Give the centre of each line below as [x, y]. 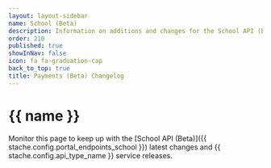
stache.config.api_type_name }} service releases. [91, 155]
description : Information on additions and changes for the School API [131, 31]
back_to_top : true [39, 69]
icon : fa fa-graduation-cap [56, 61]
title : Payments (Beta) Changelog [67, 76]
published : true [35, 46]
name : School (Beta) [43, 23]
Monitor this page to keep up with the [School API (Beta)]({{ [108, 138]
